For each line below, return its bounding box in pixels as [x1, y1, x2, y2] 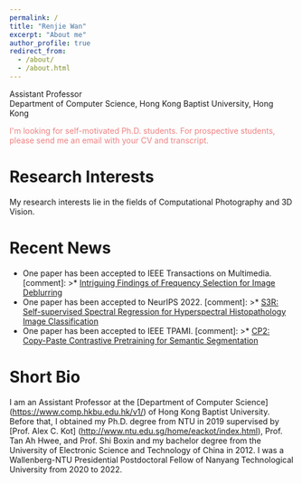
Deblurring [22, 287, 63, 298]
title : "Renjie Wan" [9, 22, 88, 31]
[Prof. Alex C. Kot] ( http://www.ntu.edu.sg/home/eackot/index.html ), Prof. [9, 425, 283, 436]
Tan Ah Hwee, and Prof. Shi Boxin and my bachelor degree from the [9, 435, 262, 446]
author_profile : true [9, 38, 91, 48]
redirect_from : [9, 47, 67, 56]
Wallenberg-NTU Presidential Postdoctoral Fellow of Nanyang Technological [9, 454, 294, 465]
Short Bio [9, 366, 81, 387]
